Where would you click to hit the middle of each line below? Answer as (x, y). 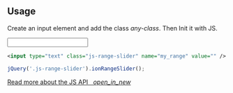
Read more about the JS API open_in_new (69, 82)
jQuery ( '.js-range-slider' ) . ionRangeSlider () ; (76, 69)
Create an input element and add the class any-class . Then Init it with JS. (112, 28)
